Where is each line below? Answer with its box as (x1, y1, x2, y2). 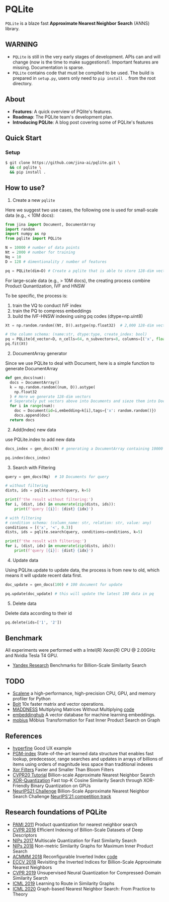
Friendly (12, 783, 30, 788)
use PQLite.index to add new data (5, 436, 75, 442)
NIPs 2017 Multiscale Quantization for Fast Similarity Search (12, 837, 137, 843)
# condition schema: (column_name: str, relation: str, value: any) (5, 520, 152, 525)
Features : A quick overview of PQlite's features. (12, 108, 112, 115)
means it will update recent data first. (5, 572, 82, 578)
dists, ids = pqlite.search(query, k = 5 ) (5, 488, 92, 493)
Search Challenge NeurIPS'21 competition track (12, 794, 112, 799)
